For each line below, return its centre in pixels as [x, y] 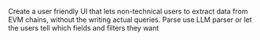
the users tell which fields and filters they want [84, 28]
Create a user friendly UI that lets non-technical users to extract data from [128, 11]
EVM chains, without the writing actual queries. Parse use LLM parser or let [130, 20]
